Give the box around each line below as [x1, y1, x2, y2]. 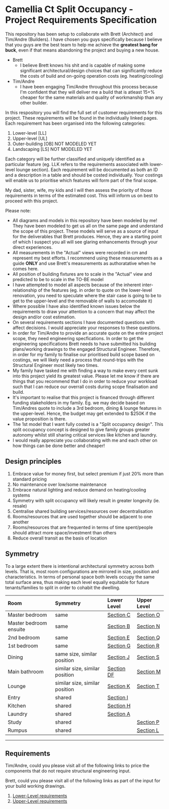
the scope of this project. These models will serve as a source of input [12, 228, 158, 234]
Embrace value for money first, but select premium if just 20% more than [12, 470, 164, 476]
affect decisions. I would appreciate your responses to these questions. [12, 325, 161, 331]
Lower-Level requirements [12, 793, 67, 799]
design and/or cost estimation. [12, 314, 76, 320]
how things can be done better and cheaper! [12, 443, 105, 449]
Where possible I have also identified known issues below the [12, 303, 140, 309]
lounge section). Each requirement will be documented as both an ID [16, 167, 158, 173]
